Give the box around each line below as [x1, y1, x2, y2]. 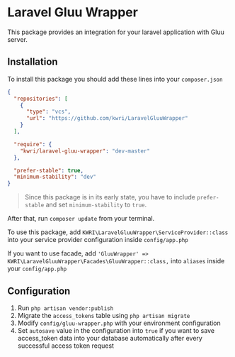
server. [7, 35, 28, 43]
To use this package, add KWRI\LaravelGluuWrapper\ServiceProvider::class [7, 228, 229, 236]
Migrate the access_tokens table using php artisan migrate [17, 311, 190, 319]
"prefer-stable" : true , [13, 167, 84, 174]
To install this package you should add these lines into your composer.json [7, 75, 223, 83]
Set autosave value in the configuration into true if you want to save [17, 326, 214, 334]
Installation [7, 56, 58, 68]
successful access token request [17, 341, 115, 350]
